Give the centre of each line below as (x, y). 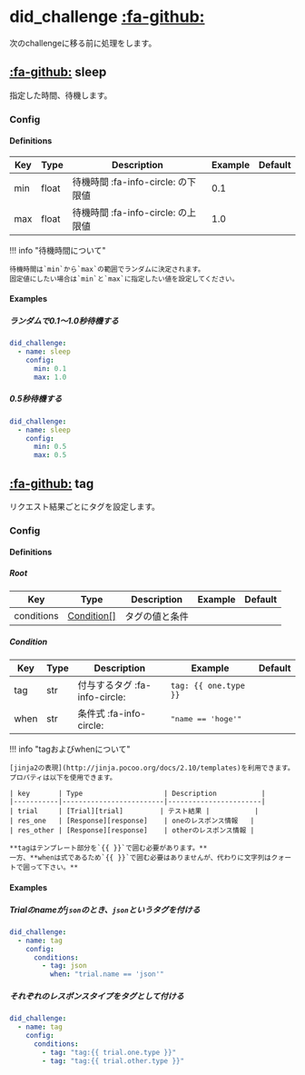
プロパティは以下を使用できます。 (63, 778)
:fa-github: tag (52, 483)
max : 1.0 (50, 377)
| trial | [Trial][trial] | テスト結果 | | (134, 811)
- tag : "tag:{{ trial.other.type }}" (113, 1060)
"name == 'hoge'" (206, 718)
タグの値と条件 (157, 617)
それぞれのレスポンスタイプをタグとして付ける (97, 996)
